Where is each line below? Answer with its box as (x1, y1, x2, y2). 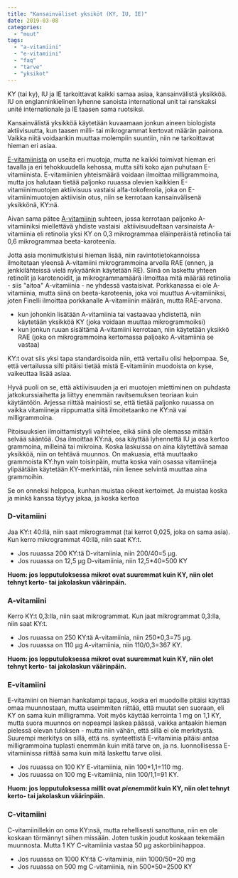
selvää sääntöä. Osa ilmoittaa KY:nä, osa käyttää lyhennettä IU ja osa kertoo (7, 434, 229, 443)
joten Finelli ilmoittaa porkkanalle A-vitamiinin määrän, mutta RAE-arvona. (7, 296, 222, 305)
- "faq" (13, 57, 37, 64)
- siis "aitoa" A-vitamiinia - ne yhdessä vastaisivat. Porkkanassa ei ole (7, 281, 212, 289)
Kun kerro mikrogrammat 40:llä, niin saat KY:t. (7, 535, 142, 543)
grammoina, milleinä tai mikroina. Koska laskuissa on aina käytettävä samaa (7, 442, 229, 451)
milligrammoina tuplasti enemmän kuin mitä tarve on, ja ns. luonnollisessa (7, 741, 222, 750)
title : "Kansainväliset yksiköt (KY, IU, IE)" (7, 10, 148, 18)
